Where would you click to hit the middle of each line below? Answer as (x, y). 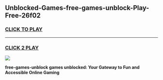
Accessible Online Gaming (32, 72)
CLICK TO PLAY (24, 30)
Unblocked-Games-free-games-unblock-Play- (77, 8)
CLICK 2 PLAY (22, 48)
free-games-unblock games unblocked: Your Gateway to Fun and (72, 67)
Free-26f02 (23, 16)
